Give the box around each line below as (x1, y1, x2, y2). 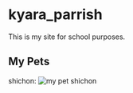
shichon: (8, 76, 37, 85)
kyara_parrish (8, 6, 103, 24)
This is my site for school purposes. (8, 32, 126, 41)
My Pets (8, 55, 50, 68)
